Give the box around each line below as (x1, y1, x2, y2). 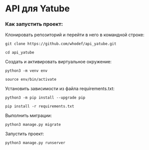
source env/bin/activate (5, 77, 57, 82)
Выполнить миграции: (5, 112, 52, 119)
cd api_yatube (5, 50, 35, 55)
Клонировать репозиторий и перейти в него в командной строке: (5, 32, 145, 38)
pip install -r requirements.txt (5, 104, 74, 109)
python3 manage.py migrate (5, 122, 61, 127)
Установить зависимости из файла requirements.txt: (5, 86, 115, 92)
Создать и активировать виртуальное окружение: (5, 59, 112, 65)
